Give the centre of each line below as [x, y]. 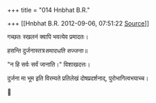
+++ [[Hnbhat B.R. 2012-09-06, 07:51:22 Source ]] [78, 23]
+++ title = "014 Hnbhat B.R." [49, 10]
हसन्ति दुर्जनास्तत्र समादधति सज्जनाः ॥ [47, 50]
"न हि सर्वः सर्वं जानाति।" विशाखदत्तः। [49, 64]
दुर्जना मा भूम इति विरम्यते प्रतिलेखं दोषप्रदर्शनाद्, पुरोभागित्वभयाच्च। [78, 78]
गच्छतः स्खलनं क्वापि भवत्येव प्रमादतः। [48, 37]
